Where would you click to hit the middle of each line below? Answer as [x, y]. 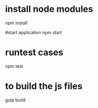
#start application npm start [34, 32]
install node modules [49, 9]
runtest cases [34, 53]
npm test [14, 66]
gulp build [15, 100]
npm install [16, 23]
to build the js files [44, 86]
